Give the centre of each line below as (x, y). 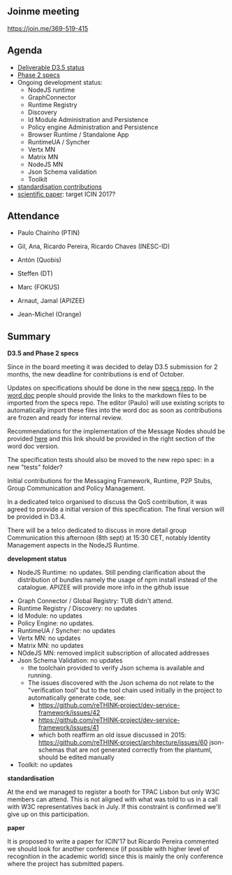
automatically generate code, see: (77, 698)
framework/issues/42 (69, 713)
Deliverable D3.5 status (51, 67)
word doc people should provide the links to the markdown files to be (107, 395)
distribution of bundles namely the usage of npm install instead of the (117, 580)
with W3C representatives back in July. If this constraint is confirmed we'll (114, 807)
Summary (29, 336)
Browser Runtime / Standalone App (78, 134)
